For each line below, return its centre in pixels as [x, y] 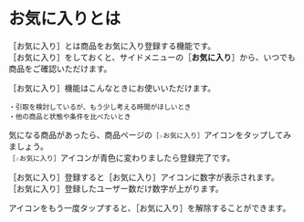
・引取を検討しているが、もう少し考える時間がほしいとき [100, 107]
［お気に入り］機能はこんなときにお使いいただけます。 [112, 88]
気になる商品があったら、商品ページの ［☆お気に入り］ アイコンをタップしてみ [150, 134]
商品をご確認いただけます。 [60, 69]
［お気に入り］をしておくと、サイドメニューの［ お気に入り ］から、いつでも [152, 57]
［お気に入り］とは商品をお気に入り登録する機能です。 [112, 46]
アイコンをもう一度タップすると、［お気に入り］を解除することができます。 [150, 207]
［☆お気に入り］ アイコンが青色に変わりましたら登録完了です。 [122, 157]
